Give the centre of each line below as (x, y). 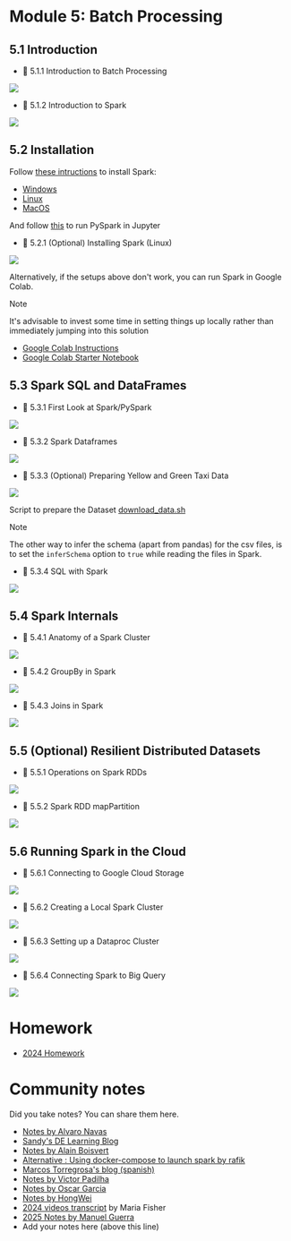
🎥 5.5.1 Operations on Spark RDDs (85, 773)
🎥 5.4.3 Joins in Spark (63, 706)
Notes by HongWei (57, 1198)
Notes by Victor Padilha (66, 1178)
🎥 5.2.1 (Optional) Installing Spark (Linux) (97, 243)
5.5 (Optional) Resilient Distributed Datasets (135, 751)
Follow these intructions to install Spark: (83, 171)
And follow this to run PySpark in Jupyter (85, 225)
